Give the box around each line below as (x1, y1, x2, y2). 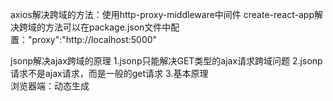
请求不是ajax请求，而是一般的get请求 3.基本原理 (10, 68, 209, 79)
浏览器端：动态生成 (10, 80, 90, 92)
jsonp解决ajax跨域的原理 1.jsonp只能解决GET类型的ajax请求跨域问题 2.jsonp (10, 55, 323, 67)
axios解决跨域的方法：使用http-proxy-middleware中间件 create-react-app (10, 9, 315, 20)
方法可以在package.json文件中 (44, 21, 172, 33)
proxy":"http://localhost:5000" (31, 34, 158, 45)
